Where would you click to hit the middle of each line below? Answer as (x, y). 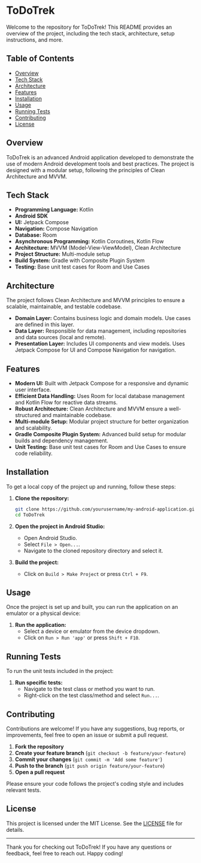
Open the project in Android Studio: (60, 526)
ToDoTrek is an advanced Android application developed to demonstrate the (100, 157)
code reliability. (33, 453)
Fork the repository (39, 746)
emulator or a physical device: (43, 613)
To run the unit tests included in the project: (60, 671)
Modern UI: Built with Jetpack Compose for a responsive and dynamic (102, 383)
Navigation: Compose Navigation (56, 229)
